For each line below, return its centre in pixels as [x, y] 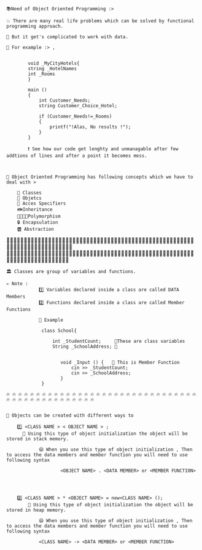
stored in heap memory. [36, 510]
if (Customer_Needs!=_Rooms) [75, 116]
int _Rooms [42, 74]
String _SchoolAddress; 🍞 [85, 346]
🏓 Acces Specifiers [42, 204]
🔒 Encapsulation [38, 222]
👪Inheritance [35, 210]
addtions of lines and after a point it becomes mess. [77, 156]
